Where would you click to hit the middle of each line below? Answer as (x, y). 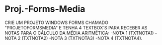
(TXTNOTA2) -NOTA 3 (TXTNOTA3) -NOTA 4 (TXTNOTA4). (82, 38)
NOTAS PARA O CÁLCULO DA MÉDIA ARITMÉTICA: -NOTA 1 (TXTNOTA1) (79, 33)
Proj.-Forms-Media (45, 9)
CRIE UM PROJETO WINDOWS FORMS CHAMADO (57, 22)
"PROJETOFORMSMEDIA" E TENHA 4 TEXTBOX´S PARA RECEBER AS (76, 27)
